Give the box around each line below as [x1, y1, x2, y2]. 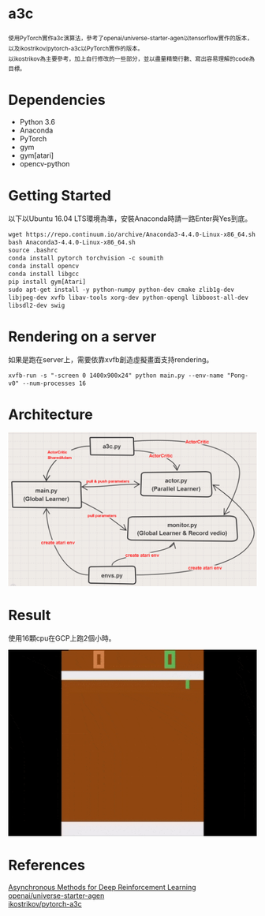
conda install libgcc [8, 270, 80, 278]
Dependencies [8, 92, 106, 109]
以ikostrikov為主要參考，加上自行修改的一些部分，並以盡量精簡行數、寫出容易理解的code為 [8, 54, 255, 63]
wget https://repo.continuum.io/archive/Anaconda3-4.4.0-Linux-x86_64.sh [8, 230, 256, 238]
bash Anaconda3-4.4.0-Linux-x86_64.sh [8, 238, 136, 246]
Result [8, 607, 51, 624]
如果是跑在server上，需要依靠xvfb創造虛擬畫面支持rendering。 [8, 354, 214, 364]
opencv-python [19, 159, 70, 169]
